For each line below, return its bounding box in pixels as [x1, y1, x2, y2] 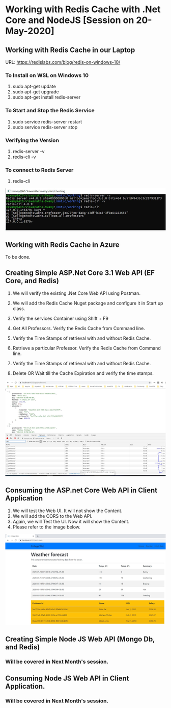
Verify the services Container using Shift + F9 [12, 315, 108, 321]
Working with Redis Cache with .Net [5, 4, 161, 15]
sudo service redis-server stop [12, 124, 78, 130]
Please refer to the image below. [12, 524, 80, 530]
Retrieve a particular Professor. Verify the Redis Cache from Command [12, 345, 161, 351]
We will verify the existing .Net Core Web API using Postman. [12, 290, 141, 296]
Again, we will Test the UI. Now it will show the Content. [12, 518, 130, 524]
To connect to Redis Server [5, 166, 74, 173]
